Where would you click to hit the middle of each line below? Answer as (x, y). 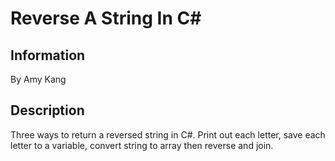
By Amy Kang (38, 79)
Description (47, 110)
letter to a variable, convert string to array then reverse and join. (142, 145)
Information (48, 55)
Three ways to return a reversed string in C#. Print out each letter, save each (168, 134)
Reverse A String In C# (106, 18)
